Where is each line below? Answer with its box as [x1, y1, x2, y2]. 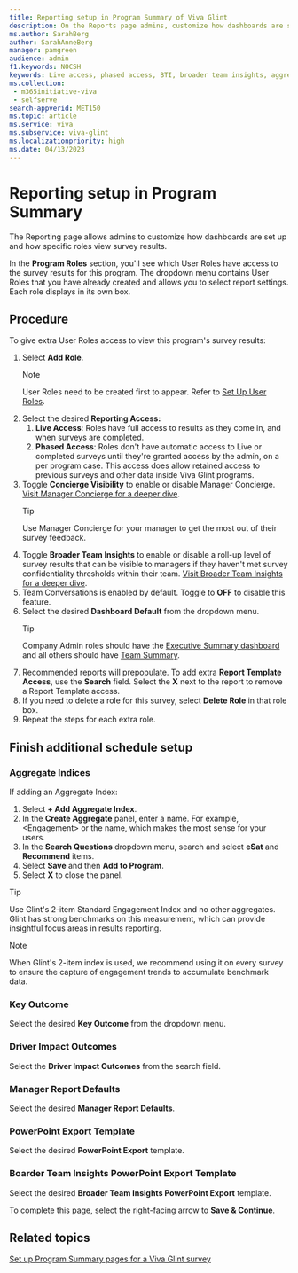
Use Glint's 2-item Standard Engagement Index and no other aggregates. [9, 904, 277, 915]
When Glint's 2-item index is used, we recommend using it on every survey [9, 957, 284, 968]
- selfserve [12, 95, 58, 105]
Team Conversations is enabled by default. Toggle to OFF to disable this [21, 587, 286, 598]
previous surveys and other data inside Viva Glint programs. [35, 470, 255, 480]
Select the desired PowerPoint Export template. [9, 1145, 184, 1156]
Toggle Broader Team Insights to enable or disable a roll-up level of [21, 550, 271, 560]
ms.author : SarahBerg [9, 29, 90, 38]
